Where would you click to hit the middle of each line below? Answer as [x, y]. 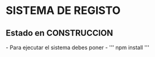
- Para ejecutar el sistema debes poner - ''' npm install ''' [77, 47]
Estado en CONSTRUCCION [59, 33]
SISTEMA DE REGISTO [63, 11]
